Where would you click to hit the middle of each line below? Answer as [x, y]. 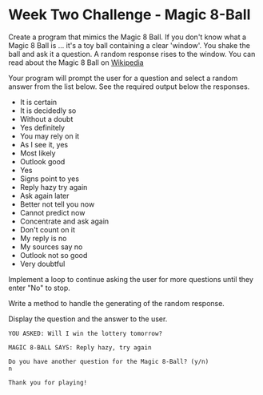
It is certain [38, 102]
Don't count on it [48, 229]
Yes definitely [42, 127]
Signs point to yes [50, 179]
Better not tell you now [57, 204]
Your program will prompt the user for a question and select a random [123, 78]
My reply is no [43, 238]
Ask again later [44, 195]
